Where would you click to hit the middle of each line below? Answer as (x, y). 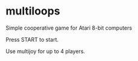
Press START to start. (32, 39)
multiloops (33, 11)
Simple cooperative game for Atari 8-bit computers (69, 28)
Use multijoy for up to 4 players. (45, 51)
